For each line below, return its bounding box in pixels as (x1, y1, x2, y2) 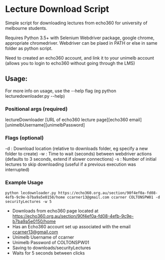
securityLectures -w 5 (5, 199, 52, 204)
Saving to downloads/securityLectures (12, 245, 91, 251)
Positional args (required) (5, 105, 68, 112)
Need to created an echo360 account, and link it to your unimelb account (5, 55, 154, 61)
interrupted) (5, 167, 30, 173)
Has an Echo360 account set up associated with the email (12, 223, 131, 229)
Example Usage (5, 179, 43, 186)
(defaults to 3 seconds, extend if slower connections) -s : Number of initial (5, 156, 157, 162)
